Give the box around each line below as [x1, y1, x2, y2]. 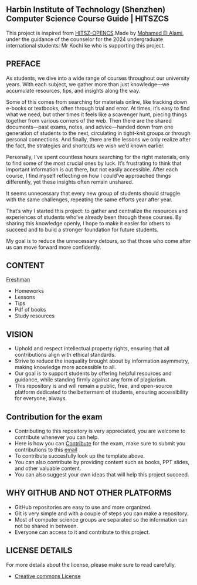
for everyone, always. [14, 395, 67, 402]
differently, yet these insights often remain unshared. [6, 178, 134, 185]
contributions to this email [14, 446, 78, 454]
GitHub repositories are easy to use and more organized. [14, 503, 152, 510]
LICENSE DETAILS [6, 546, 73, 556]
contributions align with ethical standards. [14, 351, 116, 359]
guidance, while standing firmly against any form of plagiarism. [14, 376, 167, 383]
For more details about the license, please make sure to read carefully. [6, 561, 176, 568]
